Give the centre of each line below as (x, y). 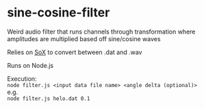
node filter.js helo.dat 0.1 (49, 98)
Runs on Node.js (30, 65)
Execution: (22, 78)
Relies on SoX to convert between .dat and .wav (75, 52)
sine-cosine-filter (59, 13)
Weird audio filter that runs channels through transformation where (101, 32)
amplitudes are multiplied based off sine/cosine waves (84, 38)
